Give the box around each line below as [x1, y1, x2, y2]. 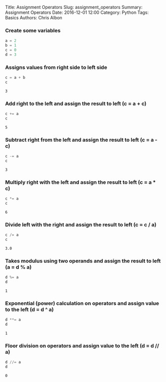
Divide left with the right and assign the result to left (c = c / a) [5, 221, 157, 228]
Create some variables [5, 27, 61, 34]
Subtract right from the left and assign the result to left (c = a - [5, 136, 158, 143]
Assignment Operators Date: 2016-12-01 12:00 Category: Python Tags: [5, 9, 149, 15]
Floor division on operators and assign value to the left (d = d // [5, 342, 160, 349]
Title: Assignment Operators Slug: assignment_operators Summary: [5, 4, 143, 10]
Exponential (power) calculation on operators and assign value [5, 300, 160, 307]
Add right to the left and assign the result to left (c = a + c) [5, 100, 147, 107]
